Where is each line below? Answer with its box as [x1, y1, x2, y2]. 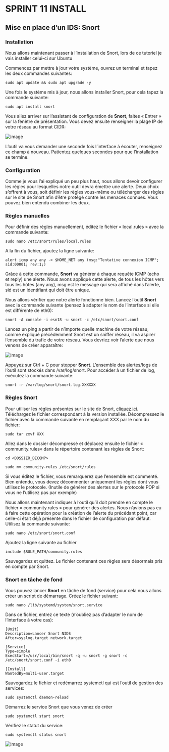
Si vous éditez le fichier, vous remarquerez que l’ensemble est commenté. [5, 473, 159, 479]
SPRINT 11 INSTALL [5, 3, 87, 15]
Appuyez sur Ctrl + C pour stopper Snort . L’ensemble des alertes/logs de [5, 362, 157, 368]
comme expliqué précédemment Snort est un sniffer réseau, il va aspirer [5, 332, 155, 338]
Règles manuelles [5, 212, 50, 219]
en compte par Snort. [5, 563, 49, 569]
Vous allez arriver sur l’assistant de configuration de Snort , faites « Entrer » [5, 113, 161, 119]
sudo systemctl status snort [5, 732, 67, 737]
